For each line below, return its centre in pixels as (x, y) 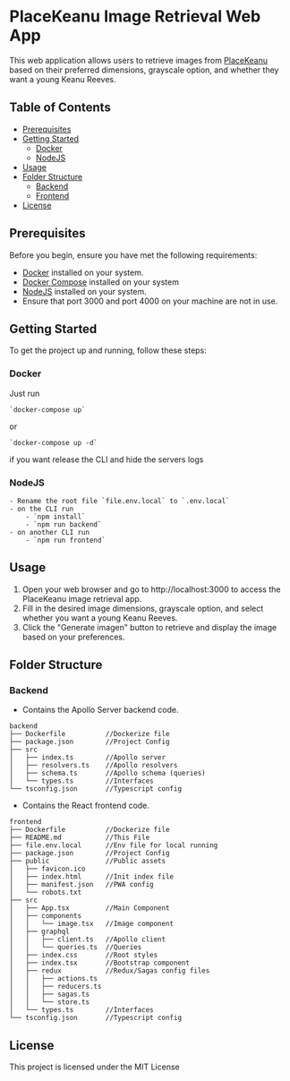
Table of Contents (60, 108)
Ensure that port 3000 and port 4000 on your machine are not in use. (150, 301)
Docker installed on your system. (83, 272)
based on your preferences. (73, 637)
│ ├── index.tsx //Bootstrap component (100, 963)
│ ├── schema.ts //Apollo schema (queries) (107, 773)
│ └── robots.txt (46, 893)
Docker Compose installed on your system (100, 282)
